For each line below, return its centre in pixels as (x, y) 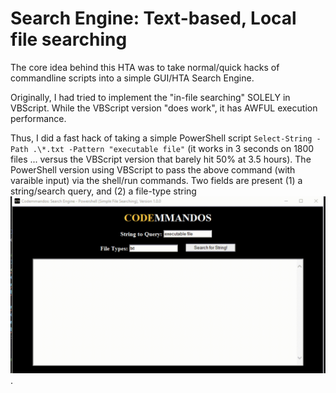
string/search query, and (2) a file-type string (103, 191)
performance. (38, 118)
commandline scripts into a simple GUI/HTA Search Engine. (132, 78)
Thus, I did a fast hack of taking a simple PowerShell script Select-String (161, 138)
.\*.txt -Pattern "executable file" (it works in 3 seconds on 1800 (173, 148)
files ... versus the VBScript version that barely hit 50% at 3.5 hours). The (161, 159)
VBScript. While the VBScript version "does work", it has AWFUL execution (164, 108)
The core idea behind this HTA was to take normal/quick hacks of (145, 67)
